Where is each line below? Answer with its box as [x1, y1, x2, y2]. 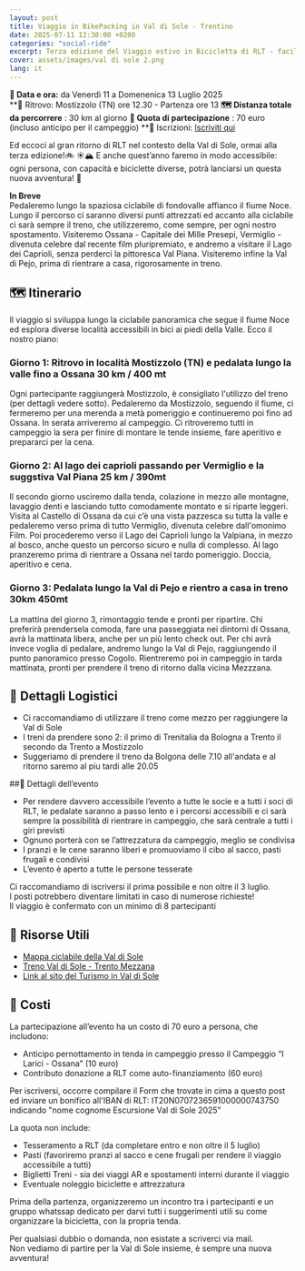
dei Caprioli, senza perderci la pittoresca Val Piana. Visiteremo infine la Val [9, 247, 288, 259]
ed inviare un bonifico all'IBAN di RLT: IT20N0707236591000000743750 [9, 1095, 280, 1106]
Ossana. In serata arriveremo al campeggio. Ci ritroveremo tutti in [9, 417, 254, 428]
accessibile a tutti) [22, 1159, 92, 1170]
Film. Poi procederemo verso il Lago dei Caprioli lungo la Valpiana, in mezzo [9, 530, 293, 541]
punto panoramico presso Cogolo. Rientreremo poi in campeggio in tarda [9, 652, 283, 663]
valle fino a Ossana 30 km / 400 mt [9, 368, 167, 380]
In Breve [9, 190, 42, 201]
